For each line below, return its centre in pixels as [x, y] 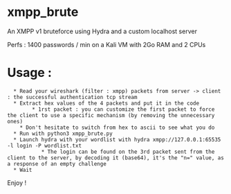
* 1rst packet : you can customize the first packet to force [123, 109]
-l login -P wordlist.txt [44, 145]
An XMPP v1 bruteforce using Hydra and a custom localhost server [102, 31]
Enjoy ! [17, 183]
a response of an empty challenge [57, 164]
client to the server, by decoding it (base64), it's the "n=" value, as [116, 158]
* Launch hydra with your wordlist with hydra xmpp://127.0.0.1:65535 [117, 139]
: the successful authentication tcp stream [72, 97]
